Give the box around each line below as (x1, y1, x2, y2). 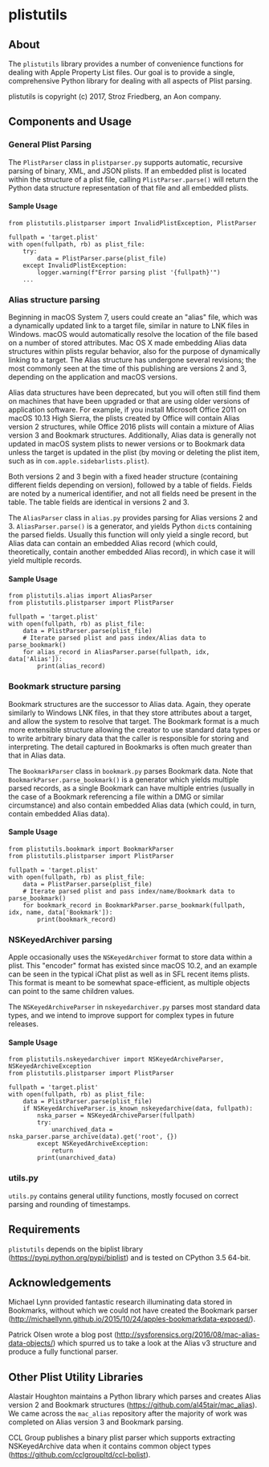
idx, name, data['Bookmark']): (8, 908, 113, 916)
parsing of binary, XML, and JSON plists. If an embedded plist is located (8, 166, 247, 175)
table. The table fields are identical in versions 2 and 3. (8, 497, 190, 507)
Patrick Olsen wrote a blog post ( (8, 1329, 117, 1340)
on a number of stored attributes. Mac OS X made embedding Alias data (8, 338, 247, 347)
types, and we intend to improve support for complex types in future (8, 1011, 234, 1021)
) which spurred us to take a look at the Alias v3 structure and (52, 1338, 257, 1348)
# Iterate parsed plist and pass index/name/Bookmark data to (22, 887, 235, 895)
